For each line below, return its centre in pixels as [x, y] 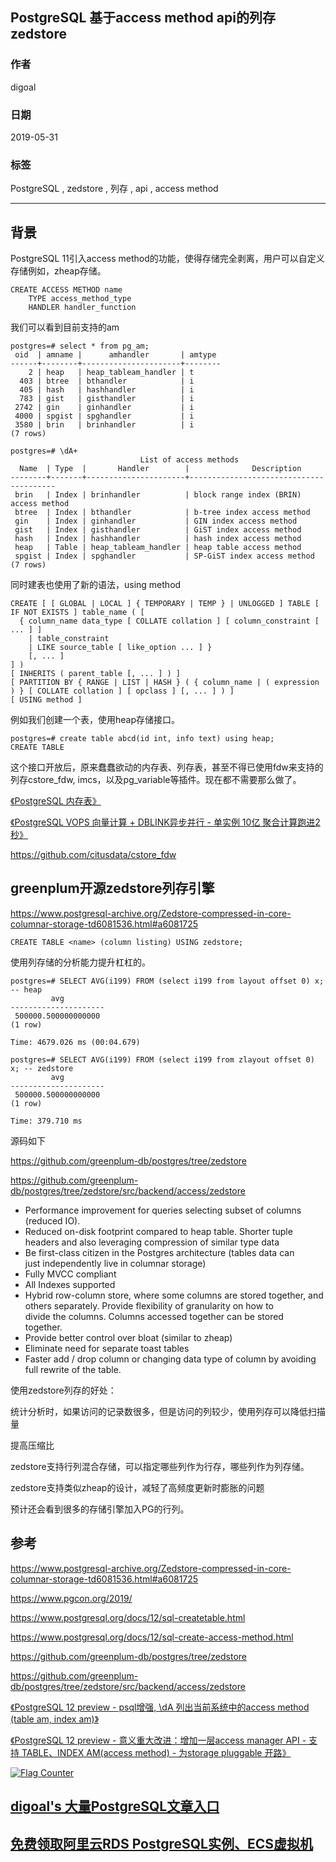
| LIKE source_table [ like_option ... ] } [120, 648]
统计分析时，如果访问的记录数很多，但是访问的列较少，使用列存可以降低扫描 [168, 1411]
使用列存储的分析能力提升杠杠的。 [80, 962]
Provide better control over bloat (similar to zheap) [128, 1337]
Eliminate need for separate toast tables [107, 1348]
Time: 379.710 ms [46, 1121]
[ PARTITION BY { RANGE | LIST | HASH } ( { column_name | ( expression [165, 683]
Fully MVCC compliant [70, 1274]
